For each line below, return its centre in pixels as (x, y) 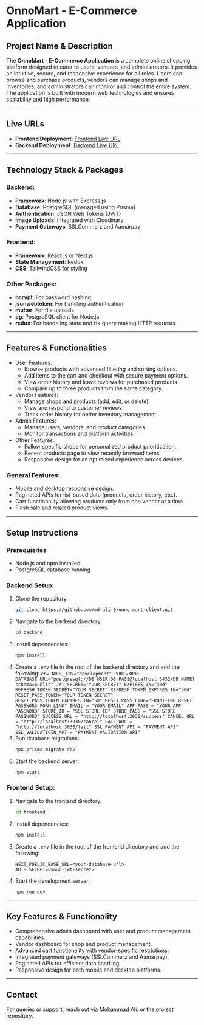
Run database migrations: (47, 738)
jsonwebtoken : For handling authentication (69, 304)
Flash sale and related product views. (62, 508)
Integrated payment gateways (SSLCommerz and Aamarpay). (92, 957)
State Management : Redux (49, 261)
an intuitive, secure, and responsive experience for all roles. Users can (94, 73)
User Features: (34, 362)
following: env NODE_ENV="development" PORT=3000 (77, 673)
